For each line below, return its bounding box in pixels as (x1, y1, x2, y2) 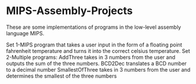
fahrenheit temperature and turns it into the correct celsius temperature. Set (6, 47, 190, 54)
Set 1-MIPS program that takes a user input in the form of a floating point (6, 41, 182, 48)
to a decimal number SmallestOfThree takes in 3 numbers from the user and (6, 66, 191, 73)
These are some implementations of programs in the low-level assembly (6, 23, 181, 31)
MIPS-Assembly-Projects (6, 4, 133, 18)
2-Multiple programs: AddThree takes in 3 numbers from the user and (6, 53, 175, 61)
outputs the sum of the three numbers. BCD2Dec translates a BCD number (6, 60, 187, 67)
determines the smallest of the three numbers (6, 72, 117, 79)
